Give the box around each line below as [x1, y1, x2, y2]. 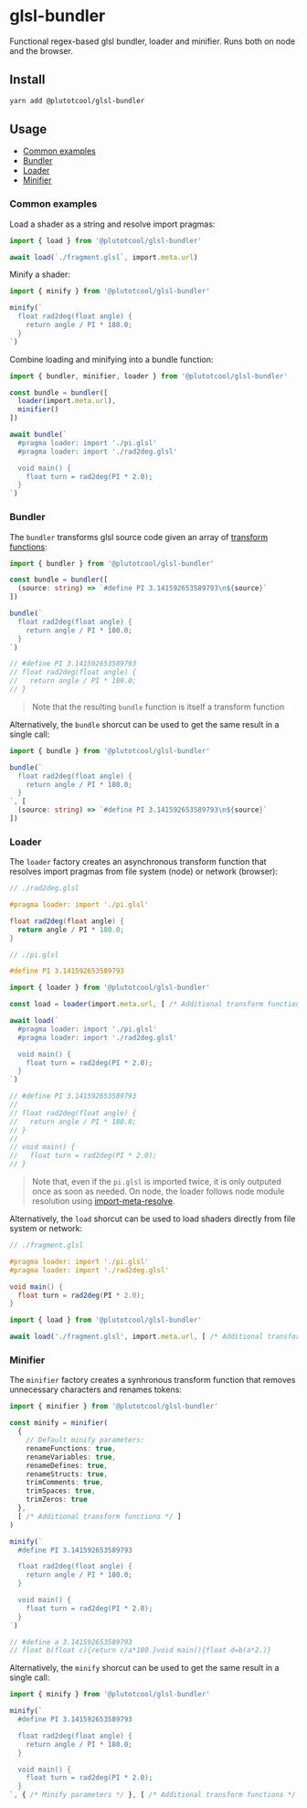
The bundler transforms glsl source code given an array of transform [9, 531, 268, 542]
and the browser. [9, 45, 73, 56]
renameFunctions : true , [26, 1443, 117, 1453]
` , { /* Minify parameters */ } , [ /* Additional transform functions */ [9, 1791, 297, 1800]
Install [9, 72, 46, 88]
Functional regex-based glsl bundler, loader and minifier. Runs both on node [9, 36, 295, 47]
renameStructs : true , [26, 1469, 108, 1479]
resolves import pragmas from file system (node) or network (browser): [9, 866, 279, 877]
